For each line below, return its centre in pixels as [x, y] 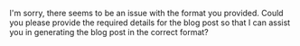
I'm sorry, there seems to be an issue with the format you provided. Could [146, 13]
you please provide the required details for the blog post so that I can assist [150, 23]
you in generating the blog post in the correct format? [109, 32]
